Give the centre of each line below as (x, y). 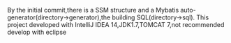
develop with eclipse (37, 32)
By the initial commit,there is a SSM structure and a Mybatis (93, 10)
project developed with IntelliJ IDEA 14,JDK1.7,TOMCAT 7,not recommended (116, 25)
